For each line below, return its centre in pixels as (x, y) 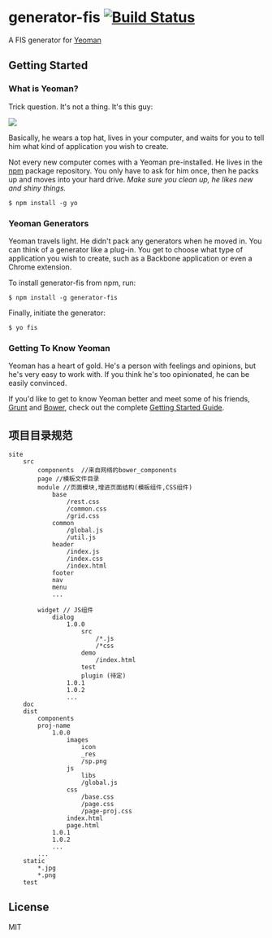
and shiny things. (37, 188)
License (29, 907)
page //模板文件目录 (69, 479)
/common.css (86, 509)
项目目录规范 (41, 435)
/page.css (97, 804)
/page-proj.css (106, 811)
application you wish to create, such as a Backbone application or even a (131, 258)
